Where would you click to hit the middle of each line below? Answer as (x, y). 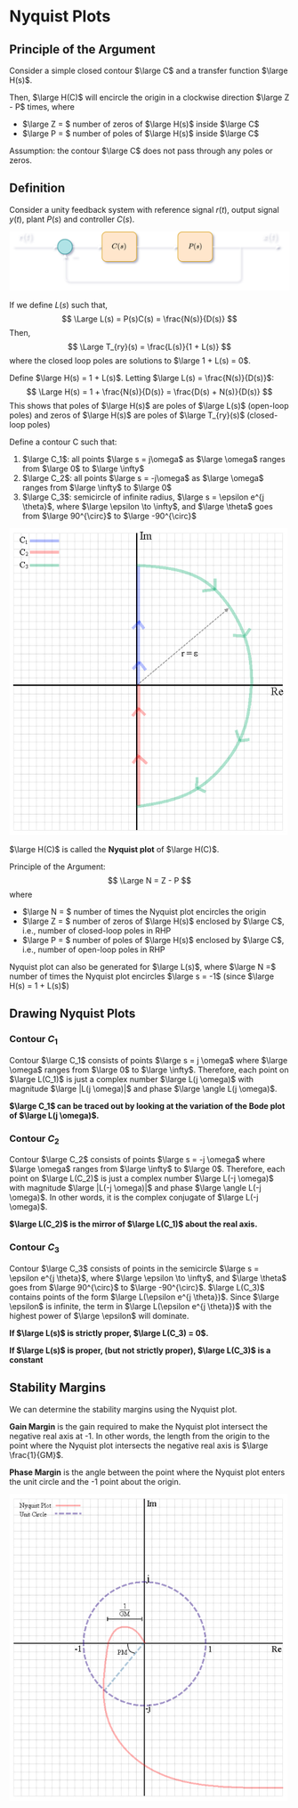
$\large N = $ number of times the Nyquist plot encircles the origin (144, 911)
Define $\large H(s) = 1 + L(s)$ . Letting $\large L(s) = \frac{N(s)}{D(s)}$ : (141, 378)
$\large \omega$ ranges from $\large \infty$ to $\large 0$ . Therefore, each (147, 1169)
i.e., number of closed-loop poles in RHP (97, 930)
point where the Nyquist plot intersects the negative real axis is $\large (139, 1446)
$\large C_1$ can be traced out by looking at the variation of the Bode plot (147, 1105)
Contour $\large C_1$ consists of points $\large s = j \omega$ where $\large (149, 1060)
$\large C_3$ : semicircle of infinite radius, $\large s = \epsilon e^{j (143, 497)
